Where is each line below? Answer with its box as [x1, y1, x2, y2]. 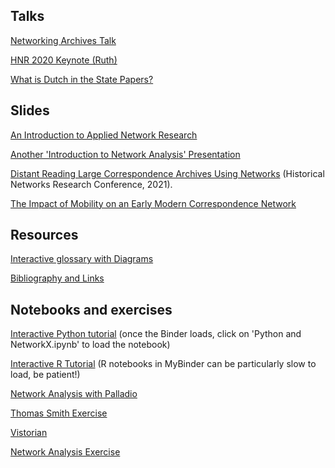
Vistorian [10, 427, 48, 439]
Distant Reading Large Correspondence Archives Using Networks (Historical [10, 167, 325, 179]
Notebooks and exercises [10, 301, 173, 318]
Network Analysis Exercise [10, 446, 121, 458]
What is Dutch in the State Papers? [10, 73, 154, 85]
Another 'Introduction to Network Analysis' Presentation [10, 148, 241, 160]
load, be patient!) [10, 369, 81, 381]
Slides [10, 102, 50, 119]
